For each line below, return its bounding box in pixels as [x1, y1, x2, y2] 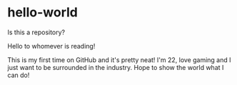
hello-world [7, 4, 79, 21]
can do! [7, 71, 30, 79]
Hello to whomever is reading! [7, 41, 96, 50]
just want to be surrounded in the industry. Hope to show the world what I [7, 63, 224, 71]
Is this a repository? [7, 28, 66, 36]
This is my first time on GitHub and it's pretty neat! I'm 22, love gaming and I [7, 55, 231, 64]
